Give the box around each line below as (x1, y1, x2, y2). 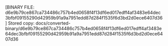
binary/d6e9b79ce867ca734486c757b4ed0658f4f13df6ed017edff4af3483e (5, 25, 162, 31)
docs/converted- (36, 20, 71, 26)
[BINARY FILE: (5, 4, 35, 10)
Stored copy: (8, 20, 35, 26)
